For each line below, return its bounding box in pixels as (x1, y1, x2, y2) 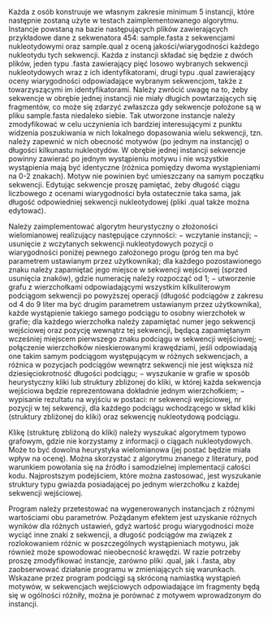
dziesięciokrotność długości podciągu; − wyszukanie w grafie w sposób (8, 369, 250, 378)
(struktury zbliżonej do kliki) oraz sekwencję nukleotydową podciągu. (8, 412, 241, 422)
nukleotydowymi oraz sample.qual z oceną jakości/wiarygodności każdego (8, 42, 260, 51)
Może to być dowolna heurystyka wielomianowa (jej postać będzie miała (8, 445, 252, 454)
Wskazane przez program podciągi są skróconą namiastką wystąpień (8, 573, 241, 583)
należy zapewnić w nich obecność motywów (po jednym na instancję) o (8, 137, 249, 146)
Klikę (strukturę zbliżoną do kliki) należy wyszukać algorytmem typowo (8, 427, 246, 437)
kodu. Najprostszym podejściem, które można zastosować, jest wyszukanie (8, 471, 261, 480)
